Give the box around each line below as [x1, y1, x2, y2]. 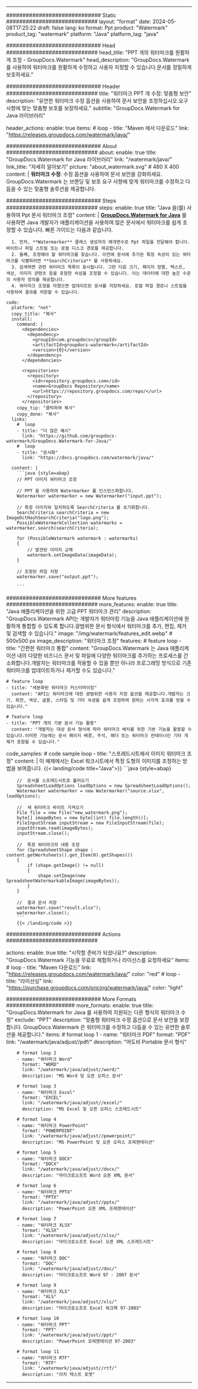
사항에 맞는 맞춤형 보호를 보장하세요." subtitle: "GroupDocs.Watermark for [6, 104, 180, 111]
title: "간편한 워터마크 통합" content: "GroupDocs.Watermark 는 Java [6, 645, 169, 652]
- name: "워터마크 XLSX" [16, 1222, 72, 1228]
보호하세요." [6, 71, 34, 78]
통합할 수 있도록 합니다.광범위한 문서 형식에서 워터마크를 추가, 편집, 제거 [21, 623, 187, 629]
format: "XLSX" [21, 1227, 60, 1233]
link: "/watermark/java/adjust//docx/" [21, 1166, 120, 1172]
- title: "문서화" [16, 449, 58, 455]
